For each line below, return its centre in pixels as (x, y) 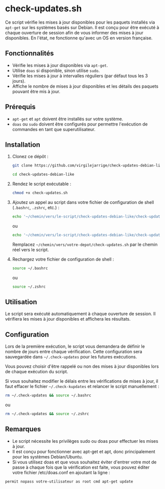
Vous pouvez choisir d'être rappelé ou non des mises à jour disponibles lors (82, 366)
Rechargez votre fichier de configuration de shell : (63, 259)
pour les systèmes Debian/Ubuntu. (47, 456)
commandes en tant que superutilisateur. (54, 129)
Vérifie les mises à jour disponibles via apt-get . (60, 65)
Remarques (23, 429)
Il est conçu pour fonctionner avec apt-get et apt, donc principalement (84, 452)
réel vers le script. (31, 250)
